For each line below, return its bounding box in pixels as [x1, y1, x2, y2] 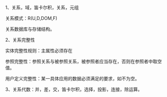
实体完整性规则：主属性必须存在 [5, 48, 73, 53]
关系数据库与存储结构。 [5, 26, 55, 32]
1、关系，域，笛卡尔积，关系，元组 [5, 5, 79, 10]
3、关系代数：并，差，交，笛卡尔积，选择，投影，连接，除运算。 [5, 86, 142, 92]
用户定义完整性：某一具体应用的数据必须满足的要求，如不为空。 [5, 76, 139, 81]
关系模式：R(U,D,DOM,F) [5, 15, 58, 21]
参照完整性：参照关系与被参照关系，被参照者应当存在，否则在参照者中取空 [5, 58, 162, 64]
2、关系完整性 [5, 37, 35, 43]
